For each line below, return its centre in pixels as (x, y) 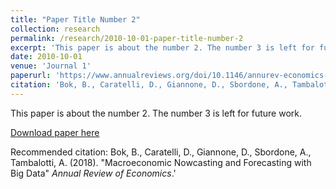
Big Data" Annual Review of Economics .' (93, 173)
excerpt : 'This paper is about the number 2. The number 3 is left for (162, 47)
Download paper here (55, 132)
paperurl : (31, 76)
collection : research (55, 29)
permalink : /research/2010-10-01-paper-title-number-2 (127, 38)
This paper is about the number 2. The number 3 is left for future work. (156, 113)
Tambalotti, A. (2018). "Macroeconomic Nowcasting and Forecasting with (161, 162)
